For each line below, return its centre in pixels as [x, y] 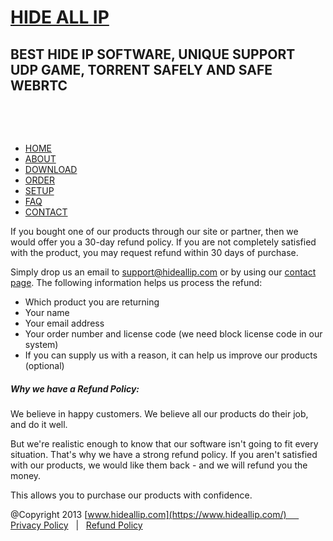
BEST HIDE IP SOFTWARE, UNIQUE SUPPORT [153, 54]
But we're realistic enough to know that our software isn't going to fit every [164, 443]
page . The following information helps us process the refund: [136, 282]
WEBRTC [39, 85]
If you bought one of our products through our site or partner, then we [154, 231]
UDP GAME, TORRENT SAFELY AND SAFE [141, 69]
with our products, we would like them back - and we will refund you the [159, 465]
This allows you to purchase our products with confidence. [131, 495]
